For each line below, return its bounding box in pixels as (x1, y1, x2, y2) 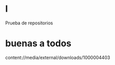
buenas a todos (5, 38, 72, 49)
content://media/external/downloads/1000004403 (5, 54, 110, 60)
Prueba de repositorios (5, 20, 53, 26)
